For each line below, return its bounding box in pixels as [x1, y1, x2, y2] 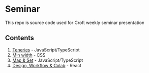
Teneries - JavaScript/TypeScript [12, 47, 80, 52]
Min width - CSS [12, 52, 46, 58]
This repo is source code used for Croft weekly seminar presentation [5, 20, 145, 25]
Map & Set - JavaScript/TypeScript [12, 57, 83, 63]
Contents [5, 34, 34, 42]
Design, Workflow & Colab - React [12, 62, 82, 68]
